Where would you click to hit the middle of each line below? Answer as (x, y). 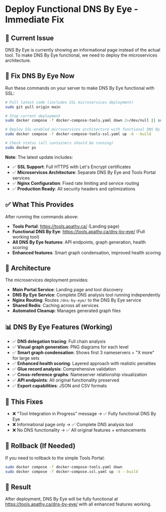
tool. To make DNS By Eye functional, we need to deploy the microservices (81, 55)
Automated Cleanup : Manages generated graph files (66, 311)
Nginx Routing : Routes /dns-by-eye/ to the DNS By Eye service (77, 300)
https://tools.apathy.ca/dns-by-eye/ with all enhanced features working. (78, 504)
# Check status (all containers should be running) (59, 143)
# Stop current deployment (33, 116)
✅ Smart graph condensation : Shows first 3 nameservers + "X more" (83, 353)
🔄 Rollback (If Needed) (40, 446)
